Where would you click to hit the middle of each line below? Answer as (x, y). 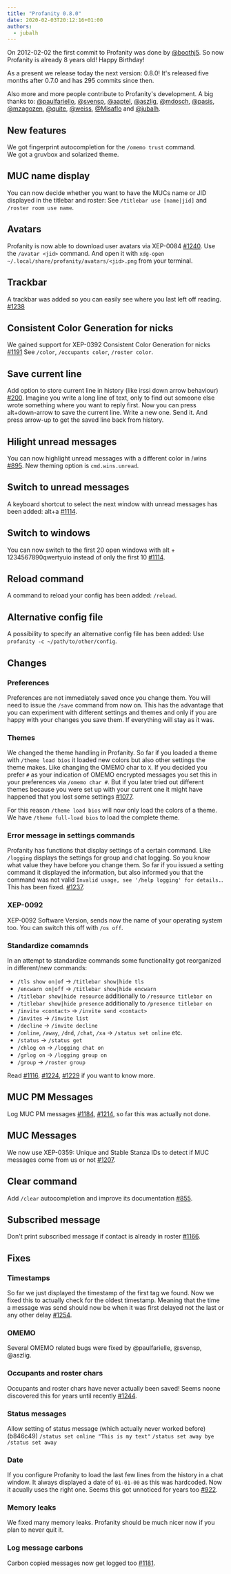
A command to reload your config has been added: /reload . (92, 595)
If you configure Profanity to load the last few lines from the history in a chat (115, 1475)
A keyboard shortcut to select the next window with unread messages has (112, 504)
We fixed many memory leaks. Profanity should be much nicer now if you (111, 1523)
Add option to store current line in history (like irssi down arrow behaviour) (113, 391)
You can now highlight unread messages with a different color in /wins (107, 458)
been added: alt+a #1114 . (42, 511)
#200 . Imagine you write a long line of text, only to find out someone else (111, 398)
